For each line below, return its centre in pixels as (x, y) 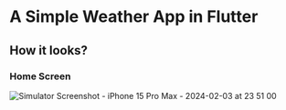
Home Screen (40, 76)
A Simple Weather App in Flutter (134, 17)
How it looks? (49, 50)
